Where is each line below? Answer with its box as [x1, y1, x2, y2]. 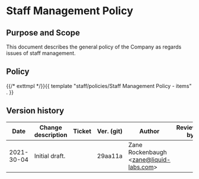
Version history [6, 106, 65, 116]
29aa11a [97, 152, 123, 160]
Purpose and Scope [6, 28, 80, 38]
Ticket [73, 127, 92, 135]
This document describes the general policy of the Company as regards [6, 43, 182, 50]
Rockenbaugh [128, 148, 167, 156]
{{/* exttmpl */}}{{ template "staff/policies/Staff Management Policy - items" [6, 82, 192, 89]
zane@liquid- [132, 155, 171, 164]
